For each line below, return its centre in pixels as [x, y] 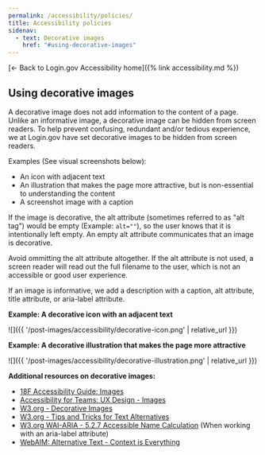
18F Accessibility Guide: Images [72, 391]
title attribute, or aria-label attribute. [67, 298]
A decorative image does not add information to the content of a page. [123, 111]
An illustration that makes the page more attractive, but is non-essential [136, 185]
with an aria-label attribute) [64, 434]
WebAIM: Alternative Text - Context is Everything [100, 441]
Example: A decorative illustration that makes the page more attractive [127, 345]
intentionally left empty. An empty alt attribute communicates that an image [131, 234]
